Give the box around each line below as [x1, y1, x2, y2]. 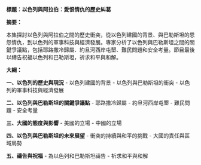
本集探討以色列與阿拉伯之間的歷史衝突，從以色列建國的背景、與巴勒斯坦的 [6, 31, 190, 38]
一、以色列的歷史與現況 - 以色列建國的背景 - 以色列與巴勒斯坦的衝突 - [6, 79, 178, 86]
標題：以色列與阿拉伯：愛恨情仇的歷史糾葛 [6, 6, 111, 13]
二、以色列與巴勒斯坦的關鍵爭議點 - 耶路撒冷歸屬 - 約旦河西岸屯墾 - [6, 99, 173, 106]
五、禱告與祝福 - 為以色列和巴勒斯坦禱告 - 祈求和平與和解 [6, 152, 148, 159]
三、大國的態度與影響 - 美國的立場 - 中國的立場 [6, 120, 122, 126]
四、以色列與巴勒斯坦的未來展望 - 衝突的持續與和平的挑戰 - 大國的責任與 [6, 132, 185, 139]
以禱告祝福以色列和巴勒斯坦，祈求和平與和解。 [6, 54, 121, 60]
